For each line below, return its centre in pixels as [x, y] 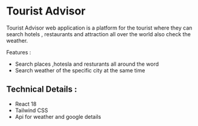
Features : [19, 52]
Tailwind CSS [31, 110]
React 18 [26, 104]
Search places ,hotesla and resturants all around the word [87, 64]
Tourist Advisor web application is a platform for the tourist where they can [99, 28]
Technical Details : [42, 90]
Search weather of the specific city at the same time [80, 70]
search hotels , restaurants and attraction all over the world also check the [99, 34]
